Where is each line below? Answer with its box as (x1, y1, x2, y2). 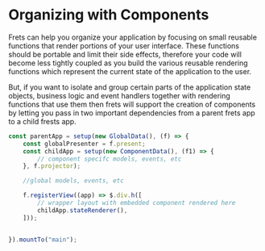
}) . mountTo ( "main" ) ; (8, 236, 78, 244)
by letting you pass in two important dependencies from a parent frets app (8, 107, 255, 118)
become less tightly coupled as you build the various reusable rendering (8, 58, 248, 68)
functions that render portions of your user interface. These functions (8, 40, 240, 50)
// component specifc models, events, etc (37, 155, 182, 163)
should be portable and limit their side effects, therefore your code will (8, 49, 242, 59)
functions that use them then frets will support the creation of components (8, 99, 256, 109)
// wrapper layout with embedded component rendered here (37, 199, 236, 207)
